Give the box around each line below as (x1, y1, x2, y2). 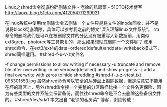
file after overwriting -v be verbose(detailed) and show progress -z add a (5, 67, 156, 72)
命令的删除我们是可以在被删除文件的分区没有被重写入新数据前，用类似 (5, 33, 150, 38)
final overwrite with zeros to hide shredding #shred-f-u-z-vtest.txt (5, 72, 141, 78)
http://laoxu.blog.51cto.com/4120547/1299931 (5, 10, 100, 16)
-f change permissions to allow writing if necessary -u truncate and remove (5, 61, 161, 67)
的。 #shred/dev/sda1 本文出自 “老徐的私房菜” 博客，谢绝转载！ (5, 97, 136, 102)
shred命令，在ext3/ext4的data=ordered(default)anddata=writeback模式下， (5, 45, 162, 51)
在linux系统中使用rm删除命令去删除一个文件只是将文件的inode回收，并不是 (5, 20, 159, 26)
